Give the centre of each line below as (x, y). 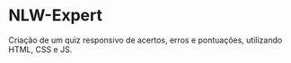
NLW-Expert (55, 16)
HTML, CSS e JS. (40, 49)
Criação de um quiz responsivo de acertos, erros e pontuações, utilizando (145, 40)
